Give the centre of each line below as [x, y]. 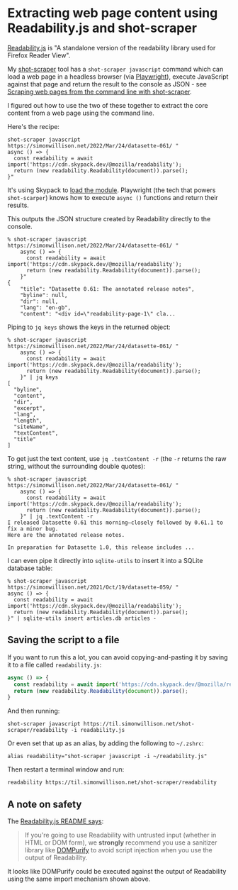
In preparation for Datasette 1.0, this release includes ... [101, 547]
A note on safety [45, 804]
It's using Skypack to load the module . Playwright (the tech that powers [112, 190]
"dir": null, [39, 301]
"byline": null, [44, 295]
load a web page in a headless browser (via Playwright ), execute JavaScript [118, 77]
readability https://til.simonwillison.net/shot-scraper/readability [112, 783]
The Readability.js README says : [56, 821]
